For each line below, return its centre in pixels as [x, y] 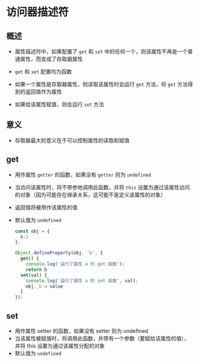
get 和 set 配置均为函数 [43, 71]
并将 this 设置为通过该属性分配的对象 [60, 345]
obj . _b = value [45, 286]
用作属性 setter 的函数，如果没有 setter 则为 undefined [81, 330]
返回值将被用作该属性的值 [46, 207]
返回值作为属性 [44, 92]
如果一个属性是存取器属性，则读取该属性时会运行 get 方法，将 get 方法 [101, 84]
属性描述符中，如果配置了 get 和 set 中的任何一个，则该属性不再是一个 [101, 52]
